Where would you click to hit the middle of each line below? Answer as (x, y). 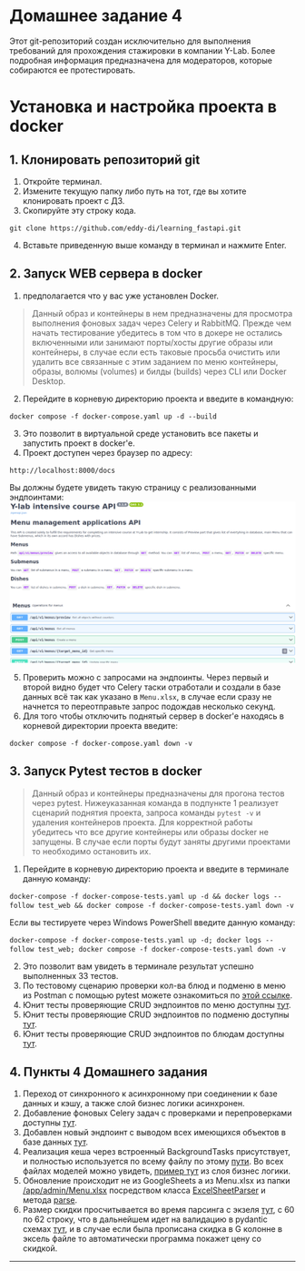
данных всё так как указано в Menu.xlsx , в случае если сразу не (147, 696)
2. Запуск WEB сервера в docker (106, 274)
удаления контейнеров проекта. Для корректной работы (142, 822)
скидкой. (40, 1248)
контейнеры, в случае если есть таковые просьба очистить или (156, 352)
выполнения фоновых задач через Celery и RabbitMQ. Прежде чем (162, 323)
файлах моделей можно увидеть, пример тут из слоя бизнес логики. (157, 1171)
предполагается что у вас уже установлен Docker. (121, 296)
